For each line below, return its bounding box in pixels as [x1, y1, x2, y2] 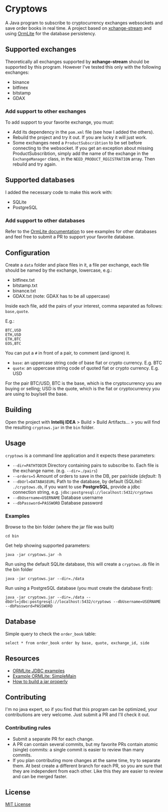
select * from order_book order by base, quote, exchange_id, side [5, 640, 150, 645]
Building [5, 405, 32, 414]
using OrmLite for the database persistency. [5, 30, 97, 36]
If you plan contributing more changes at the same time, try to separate [12, 757, 160, 763]
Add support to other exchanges [5, 108, 87, 115]
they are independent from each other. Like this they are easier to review [12, 768, 163, 774]
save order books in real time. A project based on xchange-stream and [5, 25, 152, 31]
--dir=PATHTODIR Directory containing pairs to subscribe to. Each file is [12, 462, 159, 468]
